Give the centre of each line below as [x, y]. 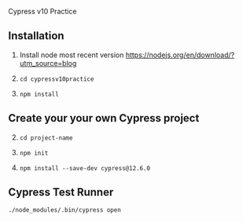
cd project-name [46, 138]
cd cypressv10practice [57, 79]
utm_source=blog [48, 63]
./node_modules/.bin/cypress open [65, 210]
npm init [34, 153]
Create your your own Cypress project [104, 118]
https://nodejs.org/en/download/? [180, 55]
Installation [36, 36]
